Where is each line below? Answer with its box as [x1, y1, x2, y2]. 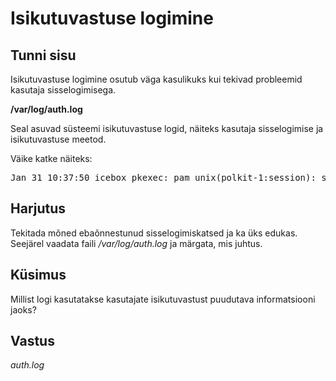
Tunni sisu [10, 47, 77, 64]
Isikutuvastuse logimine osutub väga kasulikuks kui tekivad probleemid [10, 73, 303, 85]
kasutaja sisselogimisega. [10, 84, 117, 96]
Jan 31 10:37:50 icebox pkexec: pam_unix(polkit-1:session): [10, 172, 317, 183]
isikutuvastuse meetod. [10, 133, 107, 145]
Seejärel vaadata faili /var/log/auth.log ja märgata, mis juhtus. [10, 237, 263, 249]
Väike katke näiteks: [10, 153, 93, 164]
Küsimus [10, 267, 67, 284]
